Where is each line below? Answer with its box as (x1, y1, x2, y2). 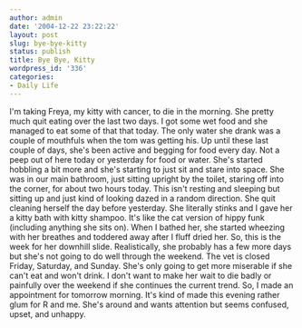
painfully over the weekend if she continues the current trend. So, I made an (9, 279, 294, 291)
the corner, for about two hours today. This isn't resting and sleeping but (9, 183, 280, 194)
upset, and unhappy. (9, 308, 86, 319)
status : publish (9, 47, 71, 56)
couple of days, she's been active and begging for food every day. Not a (9, 144, 280, 155)
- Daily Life (9, 81, 59, 90)
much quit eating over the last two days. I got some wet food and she (9, 115, 268, 126)
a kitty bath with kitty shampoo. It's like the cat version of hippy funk (9, 212, 266, 223)
